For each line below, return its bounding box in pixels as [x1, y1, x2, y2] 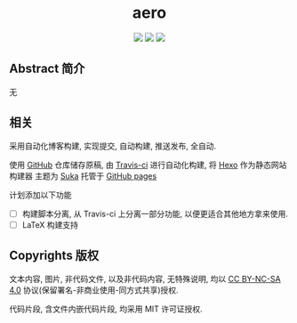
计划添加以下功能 [9, 190, 72, 200]
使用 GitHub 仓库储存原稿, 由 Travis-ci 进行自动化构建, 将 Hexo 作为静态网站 [9, 159, 287, 170]
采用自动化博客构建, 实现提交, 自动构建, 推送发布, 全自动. [9, 141, 216, 151]
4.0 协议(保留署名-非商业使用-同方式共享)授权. [9, 284, 180, 295]
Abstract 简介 [9, 61, 85, 77]
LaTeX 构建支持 [21, 219, 78, 230]
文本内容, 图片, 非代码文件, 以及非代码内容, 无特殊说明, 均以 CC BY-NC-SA [9, 273, 282, 284]
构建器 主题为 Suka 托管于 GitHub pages [9, 170, 157, 181]
